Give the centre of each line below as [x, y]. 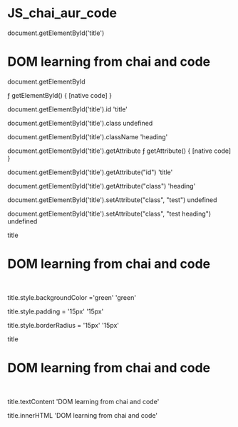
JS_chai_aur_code [62, 13]
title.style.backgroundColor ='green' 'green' [72, 297]
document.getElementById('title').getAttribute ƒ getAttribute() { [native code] [119, 151]
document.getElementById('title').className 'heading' [88, 136]
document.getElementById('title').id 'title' [68, 109]
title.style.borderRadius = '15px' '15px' [63, 325]
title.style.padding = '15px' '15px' [56, 311]
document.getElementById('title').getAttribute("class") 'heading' [102, 186]
